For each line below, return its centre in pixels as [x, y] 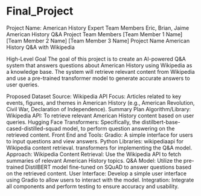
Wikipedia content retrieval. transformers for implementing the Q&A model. [99, 148]
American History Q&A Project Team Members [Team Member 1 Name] [94, 34]
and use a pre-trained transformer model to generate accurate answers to [98, 78]
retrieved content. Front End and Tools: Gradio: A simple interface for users [100, 135]
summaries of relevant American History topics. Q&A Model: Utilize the [94, 160]
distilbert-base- [161, 122]
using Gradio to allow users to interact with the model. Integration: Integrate [100, 180]
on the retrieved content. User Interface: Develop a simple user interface [97, 173]
